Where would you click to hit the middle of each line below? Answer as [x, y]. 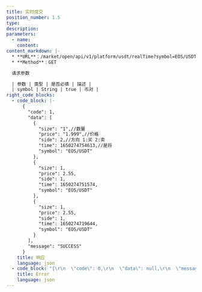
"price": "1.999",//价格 [69, 134]
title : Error [33, 275]
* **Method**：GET [34, 62]
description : [23, 29]
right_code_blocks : [31, 95]
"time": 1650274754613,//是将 [75, 146]
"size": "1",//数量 [62, 129]
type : [13, 23]
